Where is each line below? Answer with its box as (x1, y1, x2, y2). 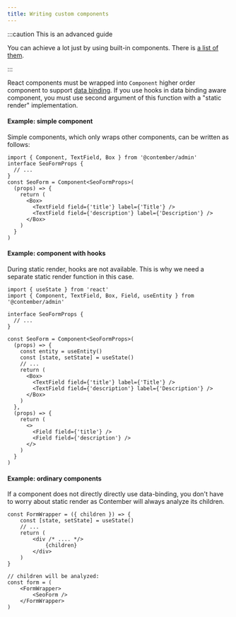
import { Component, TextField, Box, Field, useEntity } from (7, 293, 194, 300)
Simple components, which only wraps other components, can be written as (7, 132, 230, 141)
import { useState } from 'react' (7, 286, 110, 293)
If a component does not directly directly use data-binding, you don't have (7, 490, 224, 498)
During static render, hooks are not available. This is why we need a (7, 265, 205, 274)
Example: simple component (7, 117, 93, 126)
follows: (7, 140, 30, 148)
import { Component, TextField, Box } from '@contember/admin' (7, 153, 198, 161)
